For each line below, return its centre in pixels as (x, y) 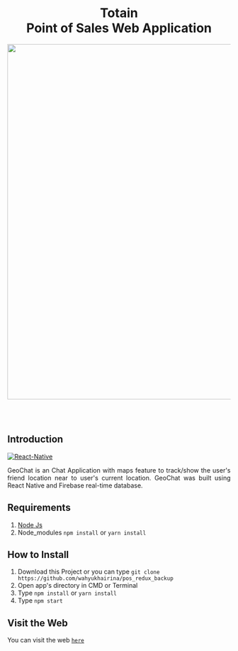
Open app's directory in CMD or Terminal (78, 586)
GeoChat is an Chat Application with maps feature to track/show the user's (119, 470)
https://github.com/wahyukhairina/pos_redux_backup (95, 579)
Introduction (35, 440)
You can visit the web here (46, 640)
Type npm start (40, 601)
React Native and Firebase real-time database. (75, 485)
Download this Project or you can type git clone (89, 572)
